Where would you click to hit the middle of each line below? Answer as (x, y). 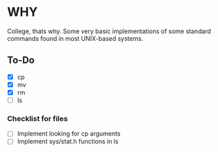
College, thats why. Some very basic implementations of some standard (109, 31)
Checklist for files (38, 118)
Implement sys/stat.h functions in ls (68, 142)
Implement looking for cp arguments (69, 134)
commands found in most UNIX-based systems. (75, 38)
